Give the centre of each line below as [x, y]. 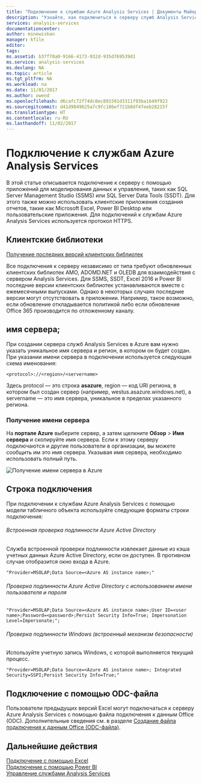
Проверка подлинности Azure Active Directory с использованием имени [99, 586]
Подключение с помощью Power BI [52, 767]
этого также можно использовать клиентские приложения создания [95, 202]
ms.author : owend [28, 96]
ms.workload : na [26, 85]
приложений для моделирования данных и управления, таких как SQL [97, 189]
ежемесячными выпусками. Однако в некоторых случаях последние [95, 291]
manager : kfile [25, 40]
